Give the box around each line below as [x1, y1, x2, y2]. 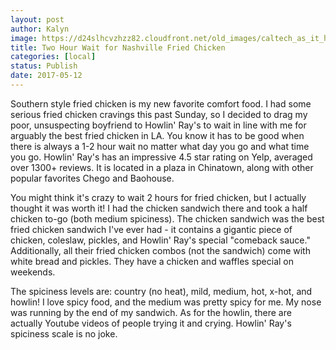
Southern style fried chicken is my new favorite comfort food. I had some [10, 97, 312, 110]
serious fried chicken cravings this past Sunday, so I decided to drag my [10, 108, 308, 120]
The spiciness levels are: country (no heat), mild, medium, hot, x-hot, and [10, 285, 313, 297]
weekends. [10, 266, 56, 278]
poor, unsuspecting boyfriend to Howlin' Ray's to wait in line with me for [10, 119, 307, 131]
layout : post [10, 14, 65, 25]
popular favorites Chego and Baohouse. [10, 172, 175, 184]
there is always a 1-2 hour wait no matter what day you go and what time [10, 140, 310, 152]
